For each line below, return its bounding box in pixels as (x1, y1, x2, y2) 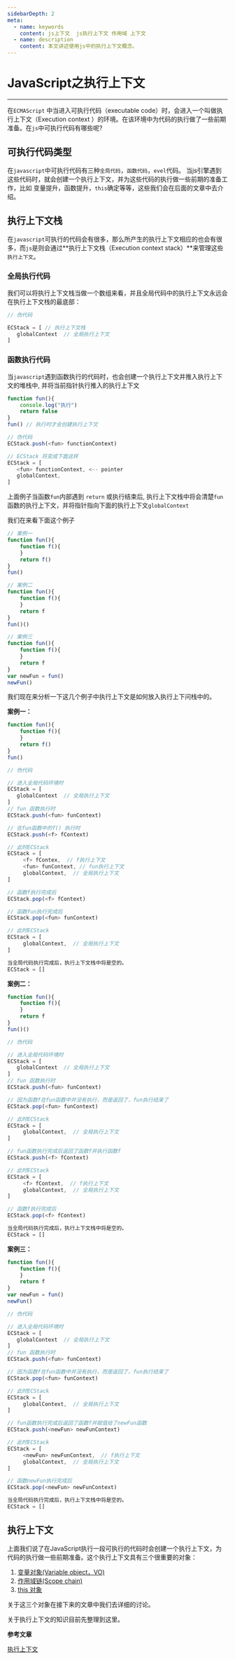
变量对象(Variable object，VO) (17, 1568, 105, 1576)
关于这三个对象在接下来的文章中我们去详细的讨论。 (7, 1600, 155, 1608)
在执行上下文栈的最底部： (7, 297, 81, 305)
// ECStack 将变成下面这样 (7, 452, 78, 459)
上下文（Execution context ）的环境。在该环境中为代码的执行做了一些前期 (13, 115, 227, 123)
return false (20, 408, 58, 415)
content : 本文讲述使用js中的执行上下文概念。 (20, 43, 138, 50)
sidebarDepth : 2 (7, 10, 55, 18)
